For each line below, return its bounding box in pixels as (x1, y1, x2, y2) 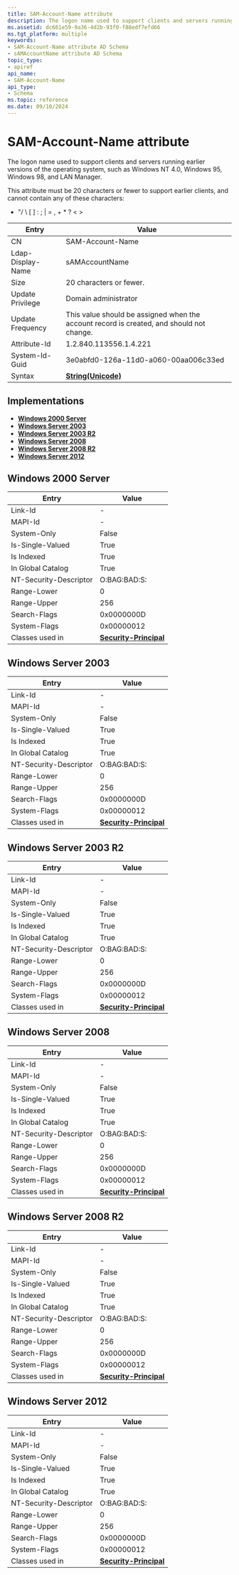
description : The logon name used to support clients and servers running (7, 17, 234, 24)
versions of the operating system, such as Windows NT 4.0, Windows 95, (7, 164, 223, 173)
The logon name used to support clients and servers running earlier (7, 157, 206, 166)
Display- (11, 257, 41, 267)
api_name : (7, 70, 37, 77)
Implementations (7, 395, 85, 407)
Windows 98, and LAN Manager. (7, 172, 102, 181)
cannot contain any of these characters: (7, 194, 124, 202)
